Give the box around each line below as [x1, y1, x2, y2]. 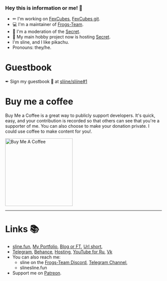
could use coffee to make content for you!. [5, 128, 92, 134]
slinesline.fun [19, 265, 47, 271]
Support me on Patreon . [12, 270, 62, 276]
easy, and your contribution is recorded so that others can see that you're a [5, 118, 160, 124]
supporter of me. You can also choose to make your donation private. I [5, 123, 150, 129]
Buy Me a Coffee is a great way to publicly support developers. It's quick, [5, 112, 156, 119]
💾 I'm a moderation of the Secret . [12, 28, 81, 34]
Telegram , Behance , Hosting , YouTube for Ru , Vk [12, 249, 113, 255]
